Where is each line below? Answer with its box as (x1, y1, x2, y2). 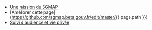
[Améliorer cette (9, 9, 43, 15)
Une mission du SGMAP (9, 4, 58, 10)
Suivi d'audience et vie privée (9, 19, 70, 25)
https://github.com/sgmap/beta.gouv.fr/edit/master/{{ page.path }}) (11, 15, 148, 20)
